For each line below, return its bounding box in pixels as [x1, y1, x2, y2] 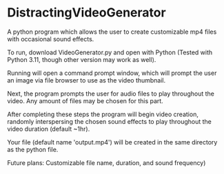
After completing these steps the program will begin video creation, [7, 110, 198, 118]
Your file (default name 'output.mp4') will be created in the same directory [7, 138, 218, 146]
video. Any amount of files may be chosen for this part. [7, 96, 163, 105]
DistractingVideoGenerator [7, 5, 167, 21]
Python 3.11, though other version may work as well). [7, 55, 156, 63]
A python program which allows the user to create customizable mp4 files [7, 28, 217, 36]
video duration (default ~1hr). [7, 124, 90, 133]
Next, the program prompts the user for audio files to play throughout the [7, 89, 215, 98]
